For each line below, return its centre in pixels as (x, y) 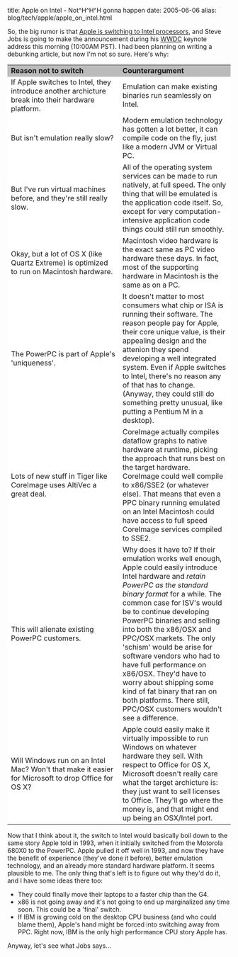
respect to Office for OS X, (166, 765)
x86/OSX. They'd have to (165, 674)
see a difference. (151, 718)
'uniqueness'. (33, 363)
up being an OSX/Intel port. (168, 818)
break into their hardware (53, 100)
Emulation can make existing (170, 86)
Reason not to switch (47, 70)
